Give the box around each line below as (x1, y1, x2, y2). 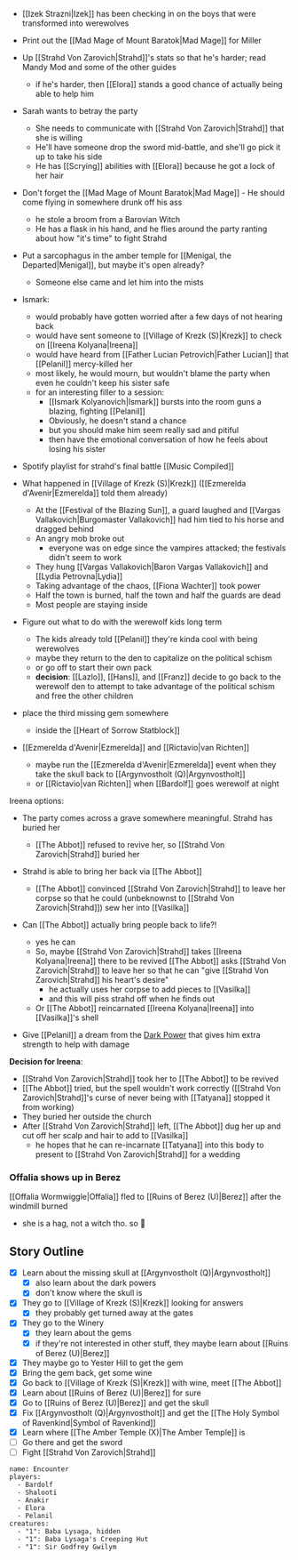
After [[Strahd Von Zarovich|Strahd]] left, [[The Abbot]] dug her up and (21, 1121, 281, 1131)
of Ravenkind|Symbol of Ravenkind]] (21, 1417, 157, 1427)
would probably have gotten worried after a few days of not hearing (35, 311, 283, 322)
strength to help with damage (21, 1039, 130, 1049)
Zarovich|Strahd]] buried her (35, 849, 140, 859)
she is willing (35, 133, 82, 142)
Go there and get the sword (21, 1437, 123, 1448)
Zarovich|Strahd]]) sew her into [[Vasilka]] (35, 903, 190, 913)
